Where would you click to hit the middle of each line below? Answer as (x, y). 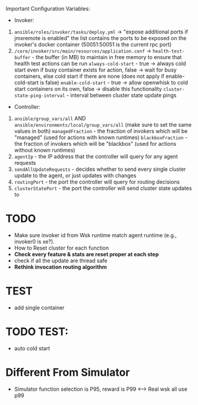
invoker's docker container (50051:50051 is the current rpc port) (93, 45)
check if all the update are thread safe (61, 260)
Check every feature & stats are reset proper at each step (86, 254)
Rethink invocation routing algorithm (61, 267)
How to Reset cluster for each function (62, 248)
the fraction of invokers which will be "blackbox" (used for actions (95, 144)
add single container (39, 308)
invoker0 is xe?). (34, 241)
